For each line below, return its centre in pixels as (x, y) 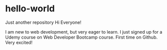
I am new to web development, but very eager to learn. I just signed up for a (84, 32)
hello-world (30, 9)
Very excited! (19, 42)
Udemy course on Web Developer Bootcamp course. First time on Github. (81, 37)
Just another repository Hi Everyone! (43, 22)
